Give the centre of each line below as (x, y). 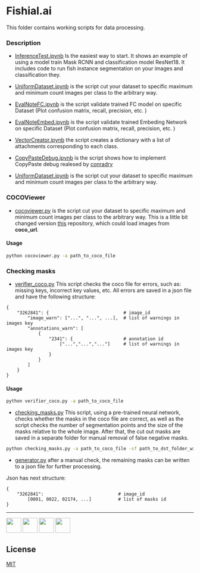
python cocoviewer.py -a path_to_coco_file (61, 256)
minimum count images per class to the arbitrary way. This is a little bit (101, 217)
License (21, 549)
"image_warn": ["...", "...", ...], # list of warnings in (104, 318)
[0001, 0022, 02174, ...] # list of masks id (97, 499)
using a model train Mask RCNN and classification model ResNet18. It (100, 62)
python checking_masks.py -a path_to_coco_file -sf (71, 449)
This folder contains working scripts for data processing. (76, 27)
